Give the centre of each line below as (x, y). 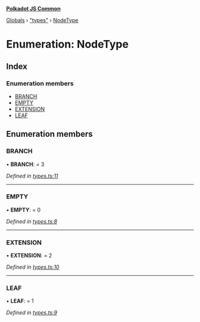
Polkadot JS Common (33, 9)
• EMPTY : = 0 (24, 210)
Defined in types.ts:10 (33, 267)
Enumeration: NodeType (68, 45)
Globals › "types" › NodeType (42, 20)
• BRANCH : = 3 (25, 164)
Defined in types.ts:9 (32, 312)
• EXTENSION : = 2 (29, 256)
